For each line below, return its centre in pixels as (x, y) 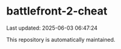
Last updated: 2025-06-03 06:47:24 (52, 28)
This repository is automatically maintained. (61, 39)
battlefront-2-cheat (57, 11)
